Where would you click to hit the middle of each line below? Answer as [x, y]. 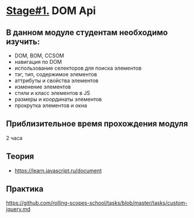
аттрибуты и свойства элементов [56, 81]
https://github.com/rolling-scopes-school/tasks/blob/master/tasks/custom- [97, 203]
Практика [25, 189]
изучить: [23, 41]
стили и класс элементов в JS [52, 93]
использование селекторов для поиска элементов [78, 68]
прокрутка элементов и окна [51, 105]
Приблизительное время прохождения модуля [97, 124]
